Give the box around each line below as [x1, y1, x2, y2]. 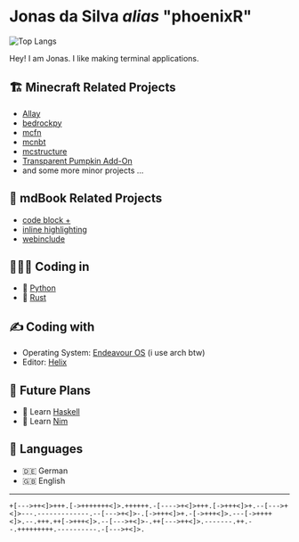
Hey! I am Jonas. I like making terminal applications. [9, 53, 199, 63]
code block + [21, 214, 71, 225]
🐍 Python [21, 283, 56, 293]
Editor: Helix [21, 357, 68, 367]
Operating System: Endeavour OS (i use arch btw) [21, 348, 206, 358]
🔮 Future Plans [9, 382, 92, 398]
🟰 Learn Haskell [21, 406, 80, 416]
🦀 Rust [21, 292, 47, 303]
